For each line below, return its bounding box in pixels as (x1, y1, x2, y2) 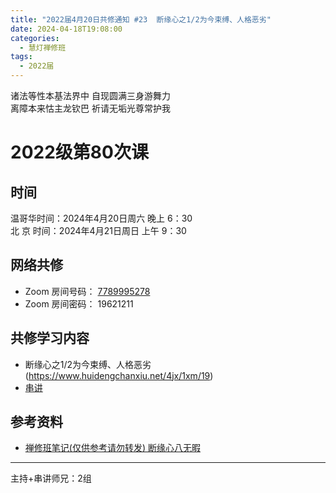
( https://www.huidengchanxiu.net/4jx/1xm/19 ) (24, 369, 214, 381)
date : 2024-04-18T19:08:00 (10, 24, 123, 34)
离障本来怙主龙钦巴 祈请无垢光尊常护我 (10, 102, 171, 114)
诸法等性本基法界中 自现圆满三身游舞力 (10, 90, 171, 101)
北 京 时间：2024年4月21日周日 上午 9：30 (10, 225, 187, 236)
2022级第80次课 (10, 141, 149, 164)
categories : (10, 33, 60, 43)
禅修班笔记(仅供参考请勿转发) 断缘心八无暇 (24, 442, 201, 454)
